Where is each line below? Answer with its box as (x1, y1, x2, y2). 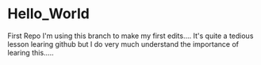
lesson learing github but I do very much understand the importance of (7, 39, 240, 48)
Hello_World (7, 5, 90, 23)
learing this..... (7, 48, 54, 57)
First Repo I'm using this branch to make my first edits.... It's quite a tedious (7, 31, 254, 40)
